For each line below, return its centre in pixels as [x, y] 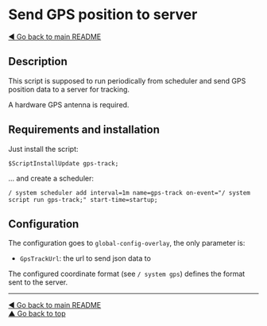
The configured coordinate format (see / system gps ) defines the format [127, 274]
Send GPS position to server [103, 15]
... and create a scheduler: [51, 178]
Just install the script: [43, 149]
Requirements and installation [84, 130]
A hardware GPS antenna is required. [69, 104]
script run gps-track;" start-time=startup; [83, 200]
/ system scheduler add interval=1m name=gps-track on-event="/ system [129, 192]
